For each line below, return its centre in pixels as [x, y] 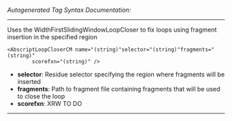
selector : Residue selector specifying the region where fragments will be [121, 74]
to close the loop [41, 96]
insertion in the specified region [52, 37]
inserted [29, 81]
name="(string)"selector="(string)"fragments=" [145, 49]
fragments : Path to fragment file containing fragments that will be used [119, 89]
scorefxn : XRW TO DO [49, 103]
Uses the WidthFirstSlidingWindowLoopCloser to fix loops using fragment [112, 30]
